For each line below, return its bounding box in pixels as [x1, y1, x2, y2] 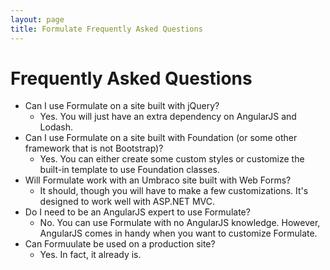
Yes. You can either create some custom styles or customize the [39, 153, 305, 165]
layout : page [10, 14, 65, 25]
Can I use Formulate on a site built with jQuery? [24, 100, 220, 112]
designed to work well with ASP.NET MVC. [39, 196, 216, 208]
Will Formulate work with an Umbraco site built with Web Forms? [24, 174, 292, 186]
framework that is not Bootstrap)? [24, 142, 164, 155]
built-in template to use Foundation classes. [39, 164, 220, 176]
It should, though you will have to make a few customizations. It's [39, 185, 309, 197]
